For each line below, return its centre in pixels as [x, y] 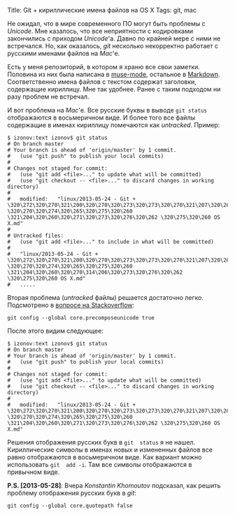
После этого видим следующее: [55, 331]
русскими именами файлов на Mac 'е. [64, 53]
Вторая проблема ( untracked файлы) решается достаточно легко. [106, 298]
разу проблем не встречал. [48, 96]
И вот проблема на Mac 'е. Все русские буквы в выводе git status [107, 110]
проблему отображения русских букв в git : [72, 493]
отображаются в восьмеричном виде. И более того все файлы [101, 117]
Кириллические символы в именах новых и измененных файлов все [110, 450]
